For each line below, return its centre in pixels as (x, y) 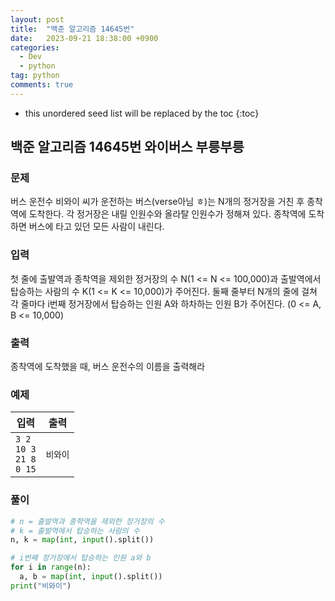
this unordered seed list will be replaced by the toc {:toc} (142, 113)
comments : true (42, 85)
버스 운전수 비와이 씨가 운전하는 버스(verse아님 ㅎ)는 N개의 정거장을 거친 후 (157, 202)
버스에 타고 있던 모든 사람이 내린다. (96, 227)
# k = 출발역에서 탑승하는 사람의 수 (75, 531)
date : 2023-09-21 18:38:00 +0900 (84, 38)
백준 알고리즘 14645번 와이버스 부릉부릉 (127, 147)
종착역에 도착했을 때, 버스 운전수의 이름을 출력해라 (108, 367)
